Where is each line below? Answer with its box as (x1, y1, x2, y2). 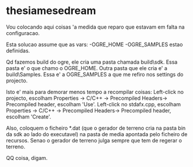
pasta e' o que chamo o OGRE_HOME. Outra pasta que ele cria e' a (6, 64, 168, 71)
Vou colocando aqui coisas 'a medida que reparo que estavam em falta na (6, 23, 185, 30)
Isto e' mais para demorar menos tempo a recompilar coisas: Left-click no (6, 88, 184, 95)
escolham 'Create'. (6, 113, 51, 120)
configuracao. (6, 29, 40, 36)
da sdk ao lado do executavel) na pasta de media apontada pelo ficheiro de (6, 130, 188, 138)
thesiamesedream (6, 4, 96, 18)
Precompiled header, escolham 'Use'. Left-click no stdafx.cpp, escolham (6, 100, 181, 107)
